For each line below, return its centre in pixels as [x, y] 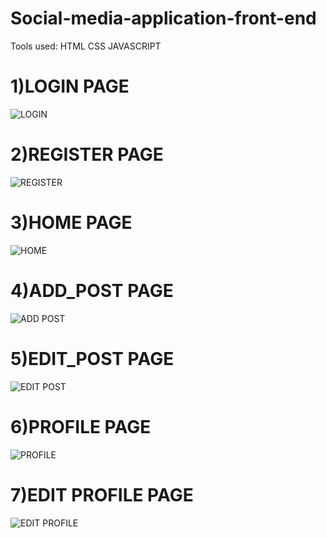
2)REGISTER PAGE [87, 154]
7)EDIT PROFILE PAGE [102, 494]
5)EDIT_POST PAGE [92, 358]
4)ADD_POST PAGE [92, 290]
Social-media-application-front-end [163, 18]
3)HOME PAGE [71, 223]
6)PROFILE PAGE [81, 426]
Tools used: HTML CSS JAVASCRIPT [86, 46]
